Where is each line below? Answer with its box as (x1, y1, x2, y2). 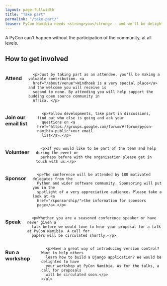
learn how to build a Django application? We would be (45, 255, 162, 260)
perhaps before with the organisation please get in (40, 155, 152, 160)
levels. (5, 40, 18, 46)
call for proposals (41, 268, 82, 273)
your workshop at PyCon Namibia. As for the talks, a (45, 264, 160, 269)
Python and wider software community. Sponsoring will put (37, 181, 162, 186)
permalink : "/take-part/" (5, 16, 59, 21)
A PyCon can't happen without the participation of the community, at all (5, 35, 152, 41)
